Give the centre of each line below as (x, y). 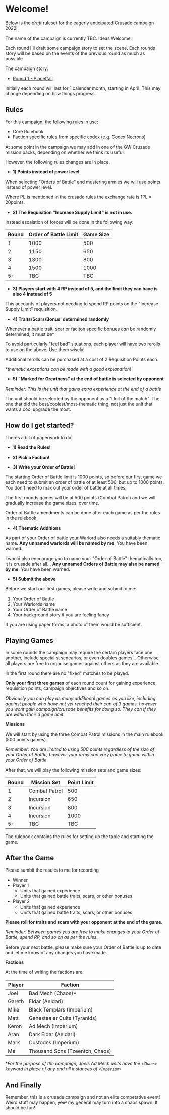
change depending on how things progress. (51, 93)
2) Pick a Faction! (31, 457)
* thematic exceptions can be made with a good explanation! (68, 369)
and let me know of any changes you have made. (56, 953)
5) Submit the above (34, 579)
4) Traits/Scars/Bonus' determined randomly (61, 319)
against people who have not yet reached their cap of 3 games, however (81, 704)
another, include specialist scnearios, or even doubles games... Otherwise (82, 658)
